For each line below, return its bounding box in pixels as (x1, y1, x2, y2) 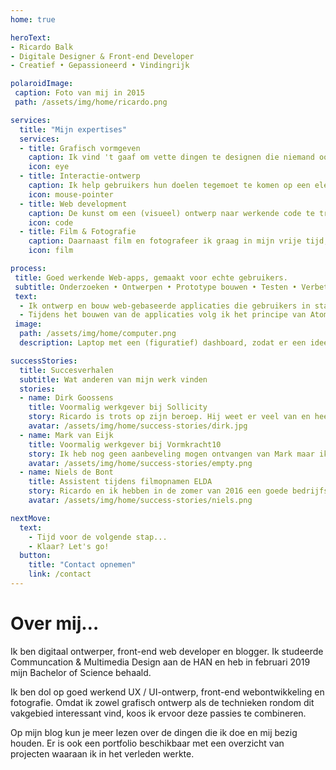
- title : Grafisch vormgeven (19, 143, 141, 153)
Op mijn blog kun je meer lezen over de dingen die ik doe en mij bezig (10, 726, 298, 738)
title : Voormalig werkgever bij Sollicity (28, 402, 208, 413)
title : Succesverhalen (19, 365, 114, 375)
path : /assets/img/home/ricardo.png (14, 97, 168, 107)
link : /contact (28, 569, 92, 580)
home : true (10, 14, 56, 25)
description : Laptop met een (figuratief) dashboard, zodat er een (19, 338, 307, 348)
